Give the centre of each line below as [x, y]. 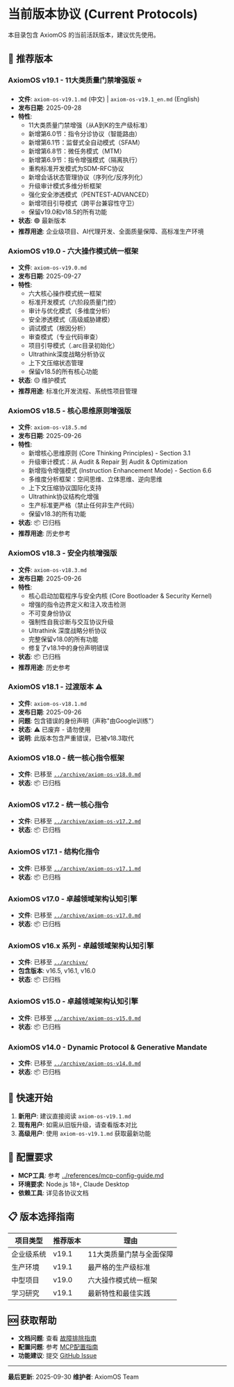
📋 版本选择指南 [41, 1217]
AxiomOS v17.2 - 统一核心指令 [58, 805]
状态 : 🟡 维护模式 [42, 380]
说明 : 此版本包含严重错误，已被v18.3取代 [76, 738]
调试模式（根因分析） [59, 328]
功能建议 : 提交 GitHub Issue [57, 1356]
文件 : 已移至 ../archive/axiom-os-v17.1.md [80, 868]
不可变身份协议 [50, 613]
